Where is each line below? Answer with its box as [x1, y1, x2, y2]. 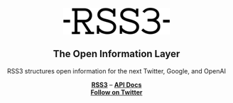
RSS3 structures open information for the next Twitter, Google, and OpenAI [6, 66, 227, 75]
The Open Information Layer [53, 48, 180, 60]
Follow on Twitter [90, 87, 143, 96]
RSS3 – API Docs [91, 80, 142, 89]
